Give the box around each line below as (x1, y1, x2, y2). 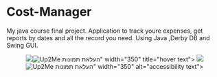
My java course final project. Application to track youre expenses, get (6, 27, 203, 35)
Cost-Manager (6, 4, 92, 20)
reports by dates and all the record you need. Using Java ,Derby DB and (6, 33, 210, 42)
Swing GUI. (6, 41, 38, 49)
